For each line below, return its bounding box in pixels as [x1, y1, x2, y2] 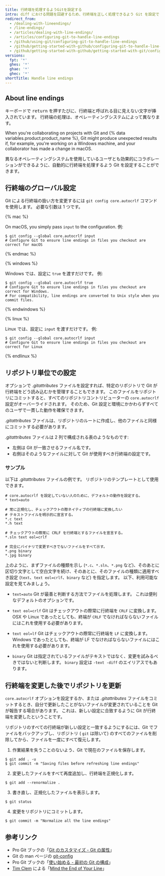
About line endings [5, 94, 65, 102]
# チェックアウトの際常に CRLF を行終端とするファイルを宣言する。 [5, 531, 125, 535]
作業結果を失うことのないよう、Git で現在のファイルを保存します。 [12, 747, 148, 753]
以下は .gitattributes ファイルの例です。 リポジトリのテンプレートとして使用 [5, 476, 159, 482]
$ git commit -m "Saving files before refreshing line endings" [5, 761, 139, 766]
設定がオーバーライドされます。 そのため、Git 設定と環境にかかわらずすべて [5, 401, 159, 407]
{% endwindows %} [5, 306, 46, 313]
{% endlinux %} [5, 353, 37, 359]
